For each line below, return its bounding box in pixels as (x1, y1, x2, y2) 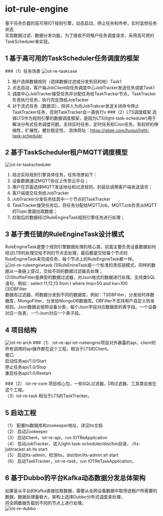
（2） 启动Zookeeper (5, 429, 48, 434)
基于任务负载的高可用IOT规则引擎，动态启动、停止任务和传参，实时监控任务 (5, 20, 157, 26)
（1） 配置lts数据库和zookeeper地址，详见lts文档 (5, 423, 103, 428)
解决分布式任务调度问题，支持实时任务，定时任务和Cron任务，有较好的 (12, 121, 154, 127)
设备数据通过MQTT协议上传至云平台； (12, 177, 89, 184)
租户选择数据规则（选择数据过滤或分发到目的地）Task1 (12, 78, 122, 84)
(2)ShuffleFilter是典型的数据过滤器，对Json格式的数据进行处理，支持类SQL (5, 275, 156, 280)
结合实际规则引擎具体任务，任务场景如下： (12, 172, 98, 177)
